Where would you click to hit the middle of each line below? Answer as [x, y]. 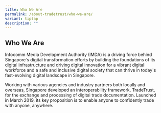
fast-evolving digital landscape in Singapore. [50, 75]
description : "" [22, 23]
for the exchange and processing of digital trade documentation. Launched [81, 95]
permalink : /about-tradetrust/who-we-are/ [49, 14]
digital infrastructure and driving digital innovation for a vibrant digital [75, 65]
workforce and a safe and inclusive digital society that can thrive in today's [80, 70]
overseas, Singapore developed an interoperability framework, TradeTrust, [80, 90]
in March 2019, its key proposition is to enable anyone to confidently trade [80, 100]
